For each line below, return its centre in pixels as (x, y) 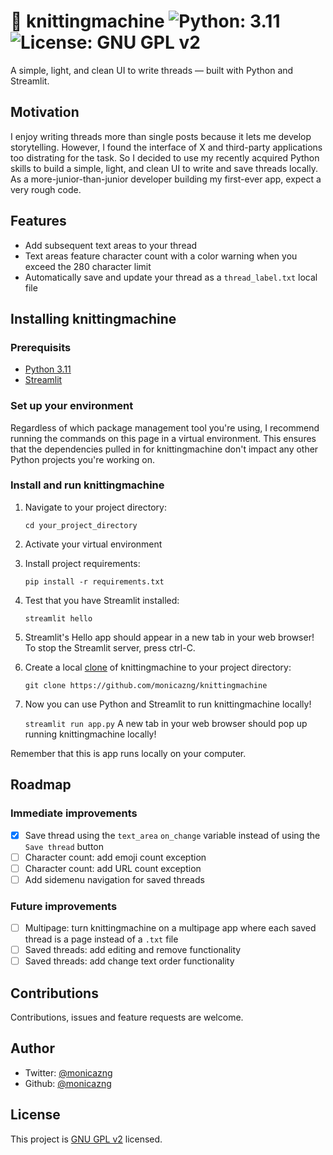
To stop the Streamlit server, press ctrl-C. (110, 647)
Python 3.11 (48, 369)
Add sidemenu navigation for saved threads (114, 879)
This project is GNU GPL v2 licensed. (86, 1139)
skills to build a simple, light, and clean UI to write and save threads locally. (164, 168)
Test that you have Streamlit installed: (102, 600)
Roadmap (41, 785)
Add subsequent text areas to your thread (111, 245)
